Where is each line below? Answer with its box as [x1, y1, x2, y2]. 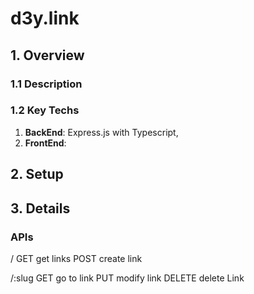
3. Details [10, 200, 71, 217]
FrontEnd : [24, 137, 67, 149]
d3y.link [10, 7, 80, 30]
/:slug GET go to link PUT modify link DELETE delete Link [10, 272, 245, 284]
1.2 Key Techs [10, 103, 80, 117]
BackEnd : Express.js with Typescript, [24, 126, 179, 138]
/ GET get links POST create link [10, 252, 143, 264]
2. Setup [10, 166, 64, 183]
